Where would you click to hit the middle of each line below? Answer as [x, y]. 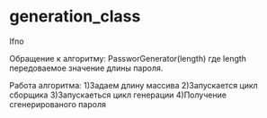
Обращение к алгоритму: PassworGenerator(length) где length [128, 58]
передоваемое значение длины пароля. [86, 68]
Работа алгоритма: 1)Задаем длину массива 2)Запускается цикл [133, 85]
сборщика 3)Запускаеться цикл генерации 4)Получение [118, 95]
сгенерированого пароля [58, 104]
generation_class [75, 17]
